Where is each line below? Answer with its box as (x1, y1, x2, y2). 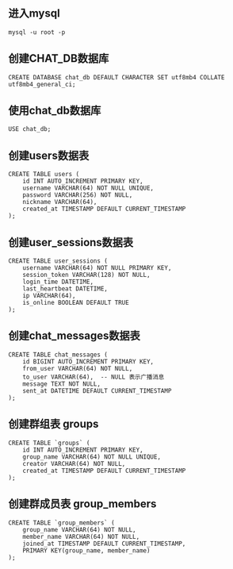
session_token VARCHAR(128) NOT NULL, (22, 271, 151, 279)
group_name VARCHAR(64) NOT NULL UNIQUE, (22, 452, 161, 461)
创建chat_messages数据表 (8, 329, 140, 343)
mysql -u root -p (8, 28, 66, 37)
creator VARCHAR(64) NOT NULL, (22, 459, 126, 467)
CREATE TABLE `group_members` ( (8, 518, 115, 527)
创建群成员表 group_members (8, 498, 157, 511)
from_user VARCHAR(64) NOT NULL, (22, 364, 133, 372)
